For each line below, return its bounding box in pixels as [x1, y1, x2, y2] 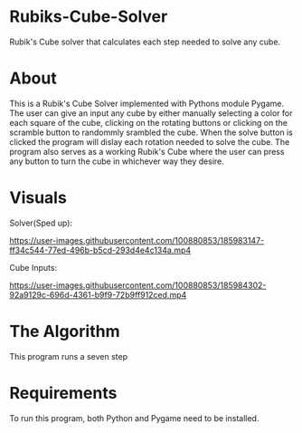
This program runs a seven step [9, 351, 128, 361]
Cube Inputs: [9, 262, 57, 273]
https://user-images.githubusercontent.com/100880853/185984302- [9, 279, 267, 291]
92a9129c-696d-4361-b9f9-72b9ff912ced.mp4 [9, 289, 187, 300]
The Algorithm [9, 322, 120, 342]
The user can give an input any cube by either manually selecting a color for [9, 107, 293, 119]
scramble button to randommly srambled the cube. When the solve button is [9, 127, 294, 138]
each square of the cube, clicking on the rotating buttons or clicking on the [9, 117, 288, 128]
